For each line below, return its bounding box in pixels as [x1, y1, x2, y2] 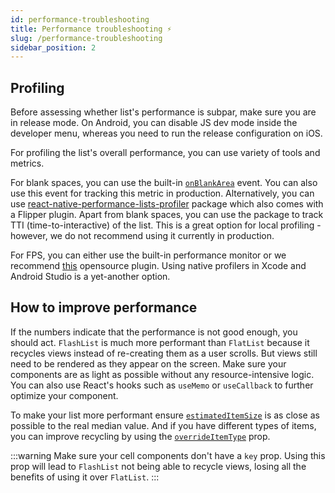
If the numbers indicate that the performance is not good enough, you [10, 326, 298, 338]
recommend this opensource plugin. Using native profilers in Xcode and [10, 260, 307, 272]
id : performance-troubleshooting [10, 14, 150, 25]
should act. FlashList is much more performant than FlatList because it [10, 336, 310, 348]
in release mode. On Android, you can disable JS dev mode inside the [10, 117, 298, 129]
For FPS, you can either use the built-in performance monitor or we [10, 249, 287, 261]
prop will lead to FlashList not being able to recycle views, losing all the [10, 460, 307, 472]
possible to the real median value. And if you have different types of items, [10, 419, 317, 431]
